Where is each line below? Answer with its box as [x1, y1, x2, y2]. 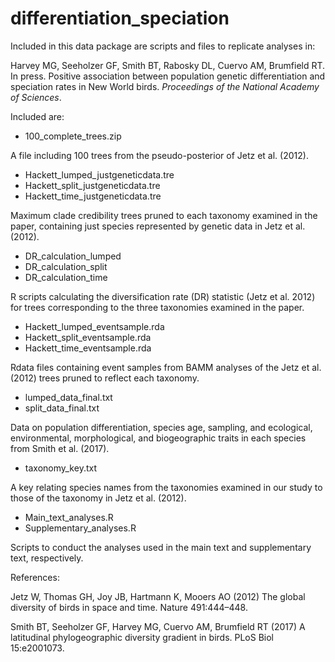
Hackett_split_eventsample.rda [24, 331, 152, 343]
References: [10, 571, 60, 583]
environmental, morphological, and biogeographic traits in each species [10, 432, 307, 444]
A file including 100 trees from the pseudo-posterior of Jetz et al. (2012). [10, 149, 309, 161]
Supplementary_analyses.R [24, 522, 137, 534]
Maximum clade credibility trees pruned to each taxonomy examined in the [10, 209, 318, 221]
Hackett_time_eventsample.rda [24, 342, 152, 354]
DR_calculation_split [24, 260, 108, 272]
